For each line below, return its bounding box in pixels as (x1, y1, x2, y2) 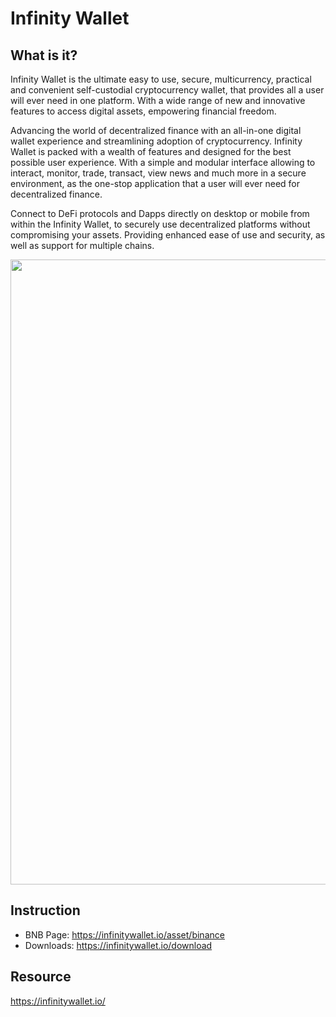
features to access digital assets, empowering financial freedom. (10, 105, 277, 117)
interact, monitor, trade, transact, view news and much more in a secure (10, 167, 307, 179)
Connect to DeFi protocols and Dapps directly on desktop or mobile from (10, 208, 310, 219)
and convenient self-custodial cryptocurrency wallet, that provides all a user (10, 84, 325, 96)
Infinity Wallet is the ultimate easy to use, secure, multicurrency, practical (10, 73, 312, 85)
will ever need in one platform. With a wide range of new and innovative (10, 95, 306, 106)
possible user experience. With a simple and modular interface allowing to (10, 157, 316, 168)
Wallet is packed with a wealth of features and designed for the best (10, 146, 292, 157)
